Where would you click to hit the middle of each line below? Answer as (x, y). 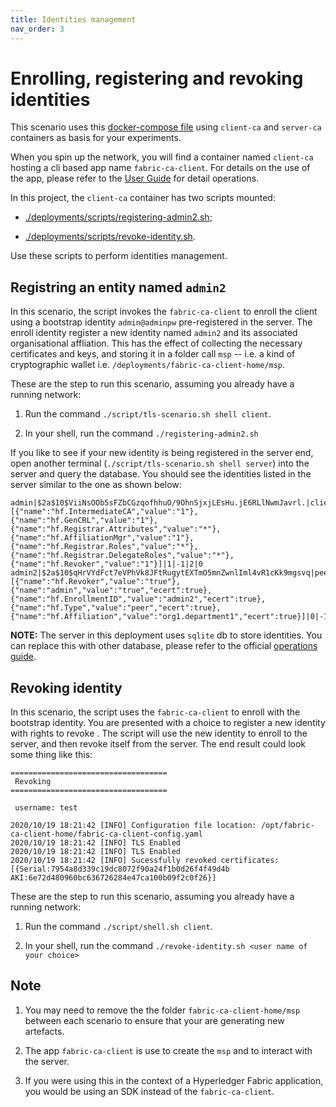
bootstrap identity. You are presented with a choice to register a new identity (168, 723)
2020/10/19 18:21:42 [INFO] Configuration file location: (133, 826)
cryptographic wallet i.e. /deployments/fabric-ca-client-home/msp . (148, 365)
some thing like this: (51, 755)
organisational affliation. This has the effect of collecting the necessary (156, 343)
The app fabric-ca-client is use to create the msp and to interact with (168, 1050)
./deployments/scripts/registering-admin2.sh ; (118, 217)
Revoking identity (66, 687)
